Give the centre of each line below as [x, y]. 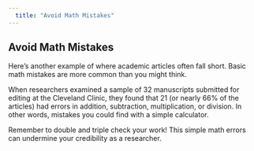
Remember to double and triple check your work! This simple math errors [127, 130]
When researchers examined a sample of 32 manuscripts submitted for [124, 90]
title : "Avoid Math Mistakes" [65, 15]
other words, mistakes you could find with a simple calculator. [108, 115]
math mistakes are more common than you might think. [98, 75]
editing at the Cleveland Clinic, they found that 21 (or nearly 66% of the [123, 98]
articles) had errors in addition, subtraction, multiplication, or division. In [125, 106]
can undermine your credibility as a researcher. [85, 138]
